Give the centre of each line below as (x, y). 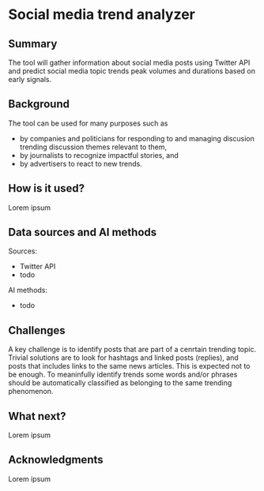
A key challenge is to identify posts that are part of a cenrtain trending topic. (132, 350)
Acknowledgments (56, 460)
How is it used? (47, 188)
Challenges (37, 330)
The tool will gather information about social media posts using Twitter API (129, 62)
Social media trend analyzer (102, 15)
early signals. (30, 79)
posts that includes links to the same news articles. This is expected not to (129, 366)
